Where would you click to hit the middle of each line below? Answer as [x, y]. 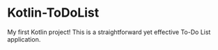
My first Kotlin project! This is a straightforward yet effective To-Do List [109, 32]
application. [24, 39]
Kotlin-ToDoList [53, 13]
